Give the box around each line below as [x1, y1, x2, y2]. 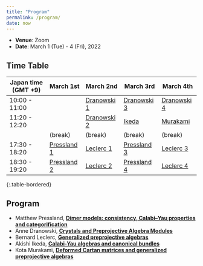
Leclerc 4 [161, 162, 188, 170]
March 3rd [124, 82, 155, 90]
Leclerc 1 [85, 144, 113, 153]
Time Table [6, 60, 50, 71]
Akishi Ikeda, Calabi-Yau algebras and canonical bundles [14, 240, 160, 247]
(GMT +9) [11, 86, 41, 94]
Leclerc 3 [161, 144, 188, 153]
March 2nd [85, 82, 118, 90]
